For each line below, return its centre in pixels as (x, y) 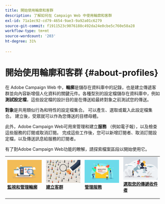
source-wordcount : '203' (30, 36)
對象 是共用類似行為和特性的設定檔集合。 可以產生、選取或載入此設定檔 (77, 110)
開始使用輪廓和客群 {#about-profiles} (82, 73)
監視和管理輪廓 (22, 187)
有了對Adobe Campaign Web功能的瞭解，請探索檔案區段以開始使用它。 (77, 149)
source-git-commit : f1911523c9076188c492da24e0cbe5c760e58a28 (70, 26)
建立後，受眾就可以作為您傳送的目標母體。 (58, 116)
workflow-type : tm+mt (27, 31)
